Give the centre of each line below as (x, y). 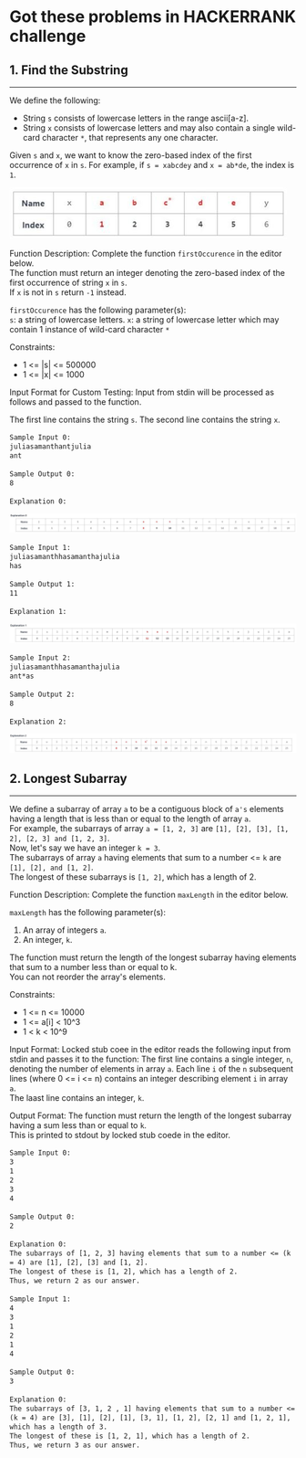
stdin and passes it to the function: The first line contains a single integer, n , (151, 1059)
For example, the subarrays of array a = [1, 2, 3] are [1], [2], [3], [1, (149, 829)
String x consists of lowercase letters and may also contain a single (149, 128)
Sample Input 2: (40, 658)
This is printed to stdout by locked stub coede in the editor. (120, 1136)
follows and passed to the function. (76, 402)
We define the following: (55, 100)
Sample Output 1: (42, 585)
